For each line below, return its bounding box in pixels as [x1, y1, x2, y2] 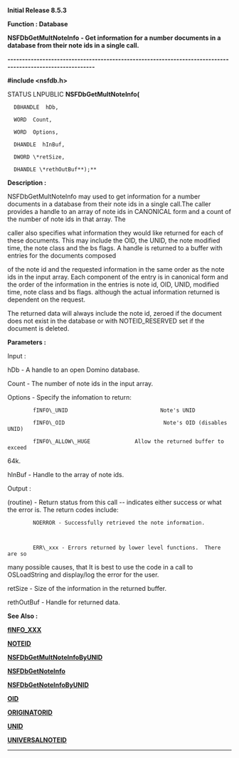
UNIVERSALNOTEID [7, 736, 68, 744]
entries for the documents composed [7, 252, 117, 260]
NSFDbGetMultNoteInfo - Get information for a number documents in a [7, 33, 221, 42]
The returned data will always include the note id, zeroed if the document [7, 309, 222, 317]
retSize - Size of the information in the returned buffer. [7, 584, 167, 592]
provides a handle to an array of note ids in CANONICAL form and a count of [7, 208, 231, 215]
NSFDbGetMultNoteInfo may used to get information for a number [7, 192, 201, 201]
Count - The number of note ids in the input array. [7, 380, 154, 388]
